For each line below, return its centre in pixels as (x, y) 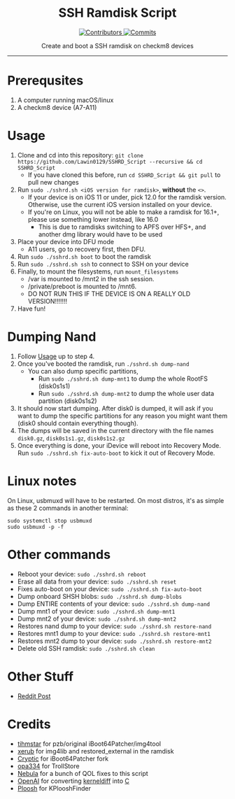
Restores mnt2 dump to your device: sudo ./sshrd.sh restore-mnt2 (114, 641)
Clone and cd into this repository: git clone (80, 155)
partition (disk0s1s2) (67, 401)
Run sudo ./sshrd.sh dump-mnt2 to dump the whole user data (126, 393)
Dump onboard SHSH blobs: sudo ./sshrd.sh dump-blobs (100, 596)
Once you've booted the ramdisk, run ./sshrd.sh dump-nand (103, 363)
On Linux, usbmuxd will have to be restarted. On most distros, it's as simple (116, 500)
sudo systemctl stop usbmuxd (50, 521)
